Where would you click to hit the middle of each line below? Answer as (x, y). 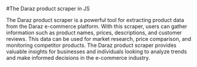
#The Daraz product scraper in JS (48, 9)
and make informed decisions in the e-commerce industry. (78, 58)
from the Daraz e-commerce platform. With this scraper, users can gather (97, 26)
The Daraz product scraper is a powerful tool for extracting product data (95, 20)
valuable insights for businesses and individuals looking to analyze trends (96, 52)
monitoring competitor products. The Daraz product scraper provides (91, 45)
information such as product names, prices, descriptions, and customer (94, 33)
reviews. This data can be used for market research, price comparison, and (99, 39)
